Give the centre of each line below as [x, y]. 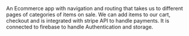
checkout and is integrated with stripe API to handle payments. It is [88, 21]
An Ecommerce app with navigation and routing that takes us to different [94, 8]
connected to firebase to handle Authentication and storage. [80, 27]
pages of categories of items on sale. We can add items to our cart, [88, 15]
